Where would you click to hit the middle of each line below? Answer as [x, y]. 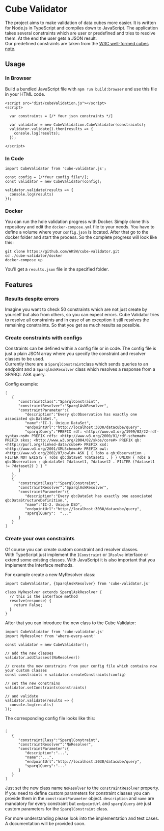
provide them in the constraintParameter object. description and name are [80, 798]
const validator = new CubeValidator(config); [54, 181]
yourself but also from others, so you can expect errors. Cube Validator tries [82, 314]
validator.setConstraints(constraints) [46, 688]
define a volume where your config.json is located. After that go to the [77, 232]
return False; [28, 605]
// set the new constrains [33, 683]
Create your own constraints [40, 539]
